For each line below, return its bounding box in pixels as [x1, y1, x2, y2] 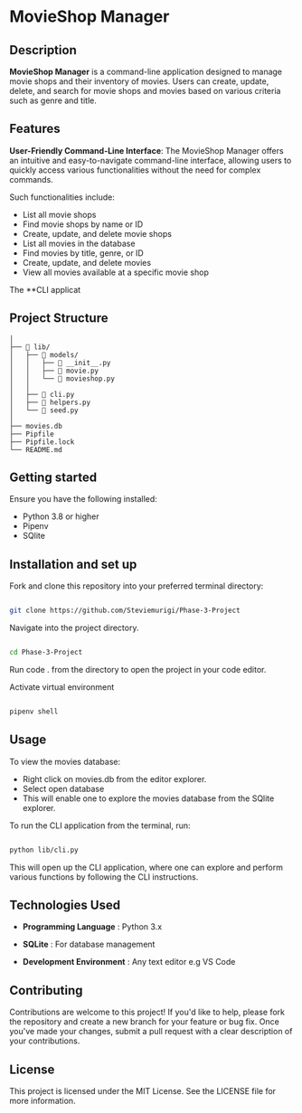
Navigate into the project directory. [9, 622, 139, 634]
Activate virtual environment [9, 682, 115, 693]
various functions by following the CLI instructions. [9, 871, 199, 882]
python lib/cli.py [9, 845, 79, 854]
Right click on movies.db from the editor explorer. [22, 773, 207, 784]
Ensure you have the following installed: [9, 494, 158, 505]
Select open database [22, 783, 105, 794]
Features [9, 121, 61, 137]
